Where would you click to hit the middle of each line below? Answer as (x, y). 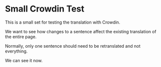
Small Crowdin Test (45, 9)
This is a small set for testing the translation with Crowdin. (63, 22)
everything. (16, 51)
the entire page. (21, 37)
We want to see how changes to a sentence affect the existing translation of (81, 31)
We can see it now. (24, 60)
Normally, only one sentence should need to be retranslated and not (73, 46)
